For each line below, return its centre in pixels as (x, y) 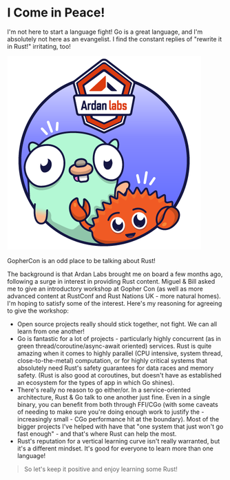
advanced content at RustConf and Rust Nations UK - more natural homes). (114, 296)
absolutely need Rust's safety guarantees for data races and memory (115, 368)
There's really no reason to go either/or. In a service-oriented (104, 390)
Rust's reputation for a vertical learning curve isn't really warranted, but (118, 441)
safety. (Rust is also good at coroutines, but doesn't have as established (119, 375)
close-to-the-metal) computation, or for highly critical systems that (112, 360)
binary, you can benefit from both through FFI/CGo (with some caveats (117, 404)
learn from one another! (51, 331)
